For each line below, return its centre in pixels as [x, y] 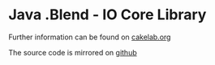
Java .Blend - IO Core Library [107, 15]
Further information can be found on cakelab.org [90, 37]
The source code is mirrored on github [73, 52]
